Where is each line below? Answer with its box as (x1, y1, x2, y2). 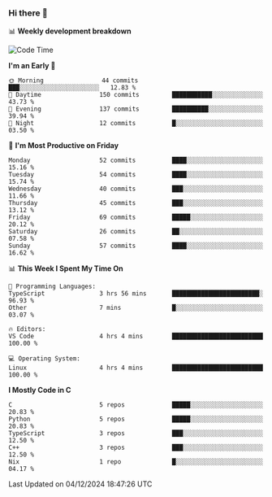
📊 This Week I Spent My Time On (8, 264, 123, 273)
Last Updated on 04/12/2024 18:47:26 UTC (8, 479, 153, 489)
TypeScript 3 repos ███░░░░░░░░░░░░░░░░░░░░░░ (8, 429, 264, 438)
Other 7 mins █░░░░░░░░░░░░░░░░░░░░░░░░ (8, 304, 264, 312)
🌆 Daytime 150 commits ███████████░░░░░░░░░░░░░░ (8, 91, 264, 99)
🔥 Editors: (8, 325, 46, 334)
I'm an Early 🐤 (8, 61, 56, 71)
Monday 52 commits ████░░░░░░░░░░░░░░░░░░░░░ (8, 156, 264, 165)
